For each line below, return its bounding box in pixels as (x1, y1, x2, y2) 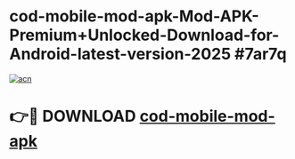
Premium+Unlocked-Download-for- (9, 25, 280, 45)
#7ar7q (234, 44, 287, 64)
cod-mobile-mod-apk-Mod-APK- (9, 6, 260, 27)
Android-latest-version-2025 (9, 44, 232, 64)
